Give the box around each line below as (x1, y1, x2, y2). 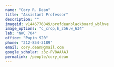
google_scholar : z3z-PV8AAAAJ (5, 49, 69, 54)
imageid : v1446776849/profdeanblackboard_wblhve (5, 21, 109, 27)
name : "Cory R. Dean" (5, 7, 51, 13)
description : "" (5, 17, 39, 22)
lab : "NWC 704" (5, 31, 37, 36)
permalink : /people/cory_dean (5, 54, 69, 59)
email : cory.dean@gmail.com (5, 45, 64, 50)
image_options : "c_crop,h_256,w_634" (5, 26, 84, 31)
